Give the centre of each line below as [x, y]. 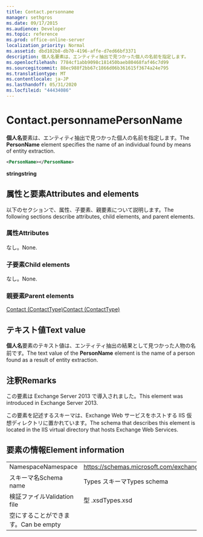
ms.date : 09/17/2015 [32, 23]
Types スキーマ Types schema [126, 481]
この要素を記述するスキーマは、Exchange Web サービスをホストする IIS [96, 415]
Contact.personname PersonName [95, 120]
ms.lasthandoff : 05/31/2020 [42, 85]
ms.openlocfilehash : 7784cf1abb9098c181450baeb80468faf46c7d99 [88, 62]
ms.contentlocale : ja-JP [37, 79]
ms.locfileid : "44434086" [39, 91]
